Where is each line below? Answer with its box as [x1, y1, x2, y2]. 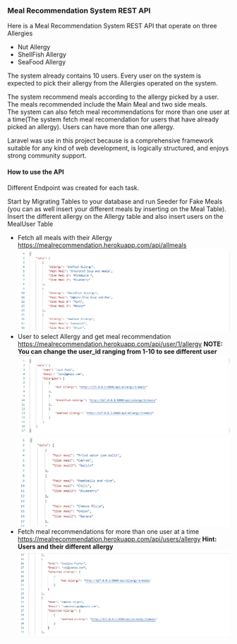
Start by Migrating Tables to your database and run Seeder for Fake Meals [7, 197, 223, 205]
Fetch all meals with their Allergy [17, 233, 113, 241]
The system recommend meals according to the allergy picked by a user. [7, 93, 219, 101]
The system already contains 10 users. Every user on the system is [7, 71, 202, 80]
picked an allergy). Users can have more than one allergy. [7, 123, 175, 131]
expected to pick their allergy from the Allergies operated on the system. [7, 79, 218, 88]
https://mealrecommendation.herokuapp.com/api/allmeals [17, 241, 187, 249]
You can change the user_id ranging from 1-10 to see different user [17, 347, 217, 356]
